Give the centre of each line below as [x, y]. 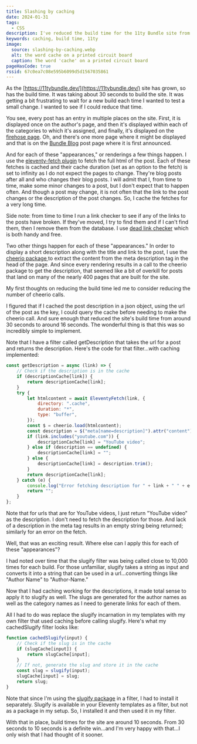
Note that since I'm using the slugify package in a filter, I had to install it [92, 698]
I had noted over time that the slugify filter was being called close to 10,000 [97, 561]
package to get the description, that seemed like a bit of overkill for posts [94, 271]
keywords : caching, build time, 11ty [52, 39]
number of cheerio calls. [36, 295]
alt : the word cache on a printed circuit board [72, 55]
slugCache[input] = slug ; [48, 676]
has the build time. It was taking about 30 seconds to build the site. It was [95, 94]
